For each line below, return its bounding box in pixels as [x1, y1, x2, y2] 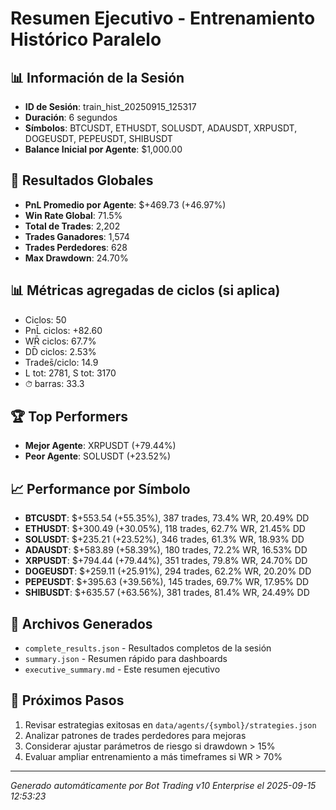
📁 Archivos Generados [10, 615, 153, 632]
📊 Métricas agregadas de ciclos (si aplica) [10, 282, 281, 299]
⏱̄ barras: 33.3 [24, 377, 85, 389]
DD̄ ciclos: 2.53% [24, 345, 97, 357]
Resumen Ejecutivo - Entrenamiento [10, 7, 316, 30]
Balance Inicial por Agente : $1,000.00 [24, 143, 183, 155]
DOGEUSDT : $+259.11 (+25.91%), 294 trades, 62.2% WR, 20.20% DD [24, 565, 312, 577]
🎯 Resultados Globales [10, 172, 154, 189]
